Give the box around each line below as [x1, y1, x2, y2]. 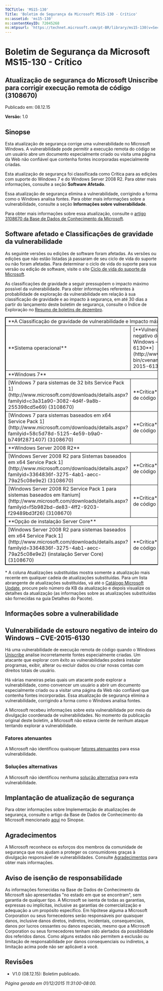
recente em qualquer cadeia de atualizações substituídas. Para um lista [5, 574, 147, 581]
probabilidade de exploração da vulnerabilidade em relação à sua [5, 291, 136, 297]
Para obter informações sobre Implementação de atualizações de [5, 807, 136, 812]
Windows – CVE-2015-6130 [5, 634, 90, 642]
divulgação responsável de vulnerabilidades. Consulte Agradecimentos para [5, 854, 158, 860]
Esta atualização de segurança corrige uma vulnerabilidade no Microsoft [5, 141, 150, 146]
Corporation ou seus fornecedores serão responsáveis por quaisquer [5, 912, 144, 918]
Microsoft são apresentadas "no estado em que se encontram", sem [5, 891, 142, 898]
